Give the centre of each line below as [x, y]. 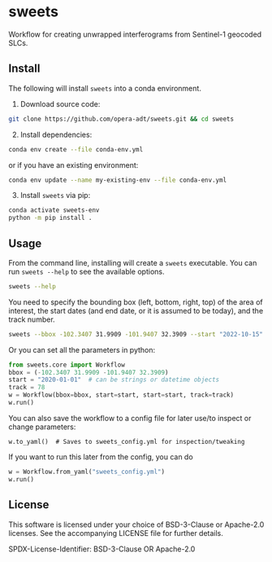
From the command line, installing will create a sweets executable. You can [133, 262]
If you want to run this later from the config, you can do [101, 457]
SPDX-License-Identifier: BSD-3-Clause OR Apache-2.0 [102, 549]
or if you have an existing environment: [73, 165]
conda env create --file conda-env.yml [76, 149]
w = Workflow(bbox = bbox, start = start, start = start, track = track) [121, 395]
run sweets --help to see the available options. [86, 271]
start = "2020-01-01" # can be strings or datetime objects [114, 380]
